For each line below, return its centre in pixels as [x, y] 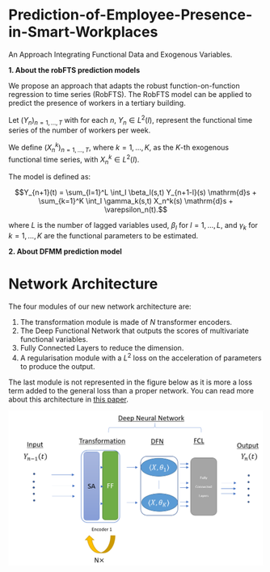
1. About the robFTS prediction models [74, 69]
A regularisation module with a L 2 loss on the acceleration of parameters [141, 357]
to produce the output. [57, 366]
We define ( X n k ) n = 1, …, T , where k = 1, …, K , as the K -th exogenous [118, 148]
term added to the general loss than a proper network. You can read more [131, 390]
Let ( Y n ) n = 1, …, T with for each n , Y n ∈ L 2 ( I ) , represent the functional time [131, 120]
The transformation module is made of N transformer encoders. [126, 322]
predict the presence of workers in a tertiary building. [97, 103]
